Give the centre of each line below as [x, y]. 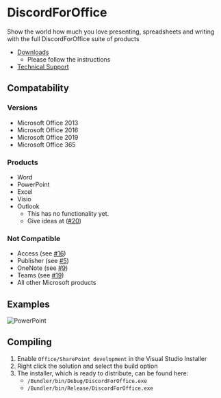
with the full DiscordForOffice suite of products [73, 38]
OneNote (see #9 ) [42, 268]
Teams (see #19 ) [40, 275]
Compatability [38, 88]
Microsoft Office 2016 [48, 130]
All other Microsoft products [56, 283]
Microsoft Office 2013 [48, 123]
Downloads [33, 52]
